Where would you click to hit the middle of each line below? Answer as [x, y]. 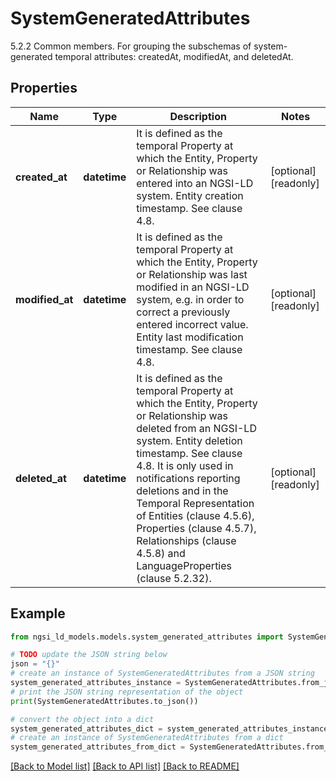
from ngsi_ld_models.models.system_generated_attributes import [147, 637]
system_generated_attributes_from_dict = [98, 747]
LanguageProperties [184, 565]
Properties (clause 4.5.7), [196, 528]
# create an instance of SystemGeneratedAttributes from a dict [147, 738]
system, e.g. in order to [190, 299]
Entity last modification [190, 337]
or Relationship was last [192, 274]
